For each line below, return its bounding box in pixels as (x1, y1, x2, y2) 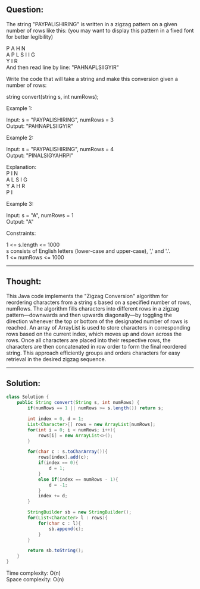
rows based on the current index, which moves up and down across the (6, 330, 182, 337)
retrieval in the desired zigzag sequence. (6, 355, 107, 362)
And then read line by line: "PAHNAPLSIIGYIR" (6, 64, 119, 71)
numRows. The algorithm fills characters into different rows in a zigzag (6, 305, 180, 312)
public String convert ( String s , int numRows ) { (17, 400, 140, 406)
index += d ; (37, 493, 68, 499)
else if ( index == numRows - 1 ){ (37, 476, 118, 483)
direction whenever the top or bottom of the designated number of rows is (6, 318, 189, 325)
